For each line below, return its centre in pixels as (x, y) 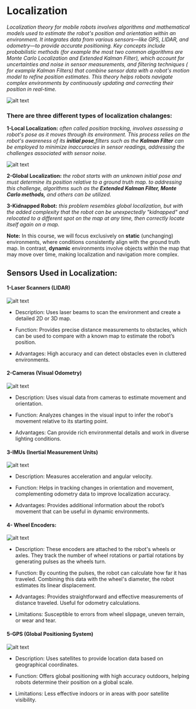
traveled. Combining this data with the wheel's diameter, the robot (94, 579)
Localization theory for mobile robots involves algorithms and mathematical (98, 27)
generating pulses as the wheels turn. (61, 562)
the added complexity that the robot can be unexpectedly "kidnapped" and (98, 212)
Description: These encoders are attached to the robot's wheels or (95, 549)
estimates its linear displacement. (55, 586)
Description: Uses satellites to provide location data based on (89, 658)
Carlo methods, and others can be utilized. (59, 195)
